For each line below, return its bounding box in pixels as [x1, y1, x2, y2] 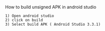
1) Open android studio [5, 14, 54, 18]
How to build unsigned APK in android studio [5, 4, 97, 10]
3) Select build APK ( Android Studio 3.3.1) [5, 22, 101, 27]
